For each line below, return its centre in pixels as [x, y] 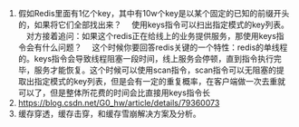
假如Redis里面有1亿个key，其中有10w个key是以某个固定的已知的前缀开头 [154, 13]
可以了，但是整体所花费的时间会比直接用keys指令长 [114, 93]
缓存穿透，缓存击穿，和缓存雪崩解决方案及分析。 [109, 113]
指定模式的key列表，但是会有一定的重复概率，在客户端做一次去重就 [159, 81]
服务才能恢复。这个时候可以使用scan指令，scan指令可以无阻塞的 [155, 70]
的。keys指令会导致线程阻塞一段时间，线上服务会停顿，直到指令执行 [146, 59]
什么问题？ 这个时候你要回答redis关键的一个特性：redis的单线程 [165, 47]
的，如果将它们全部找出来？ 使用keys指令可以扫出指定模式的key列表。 [154, 24]
